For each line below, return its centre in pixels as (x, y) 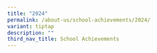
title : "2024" (28, 13)
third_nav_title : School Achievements (63, 39)
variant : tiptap (31, 26)
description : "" (31, 33)
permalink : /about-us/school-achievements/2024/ (79, 20)
